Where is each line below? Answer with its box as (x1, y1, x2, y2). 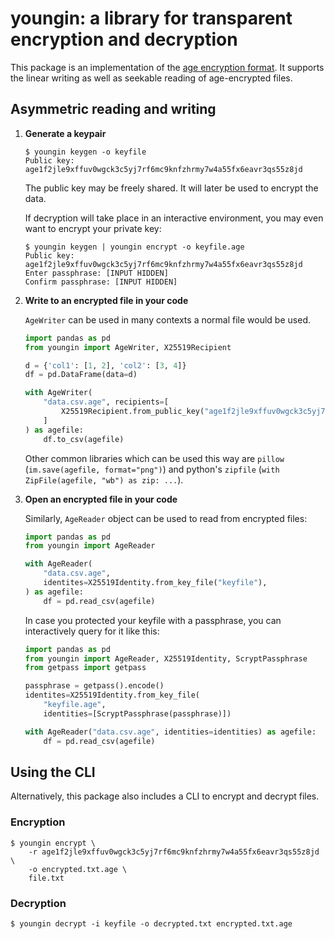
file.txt (28, 873, 65, 883)
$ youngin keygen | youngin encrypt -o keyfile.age (24, 242, 245, 252)
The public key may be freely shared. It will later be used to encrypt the (24, 182, 319, 194)
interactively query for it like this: (24, 625, 160, 637)
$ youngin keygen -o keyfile (24, 147, 147, 157)
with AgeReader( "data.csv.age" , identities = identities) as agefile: (24, 727, 317, 737)
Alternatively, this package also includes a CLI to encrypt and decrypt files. (10, 790, 320, 802)
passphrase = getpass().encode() (24, 681, 165, 691)
